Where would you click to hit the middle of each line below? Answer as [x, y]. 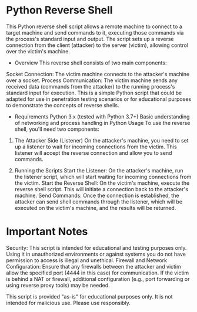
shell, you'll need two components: [57, 129]
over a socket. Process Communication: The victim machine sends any [92, 80]
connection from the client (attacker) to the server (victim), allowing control [97, 45]
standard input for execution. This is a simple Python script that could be [94, 93]
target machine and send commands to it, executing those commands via [95, 32]
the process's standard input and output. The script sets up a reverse [90, 39]
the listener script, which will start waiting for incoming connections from [103, 177]
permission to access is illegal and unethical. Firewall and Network [87, 260]
